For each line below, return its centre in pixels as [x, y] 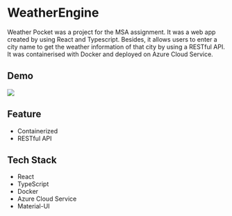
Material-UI [33, 206]
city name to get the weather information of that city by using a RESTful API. [116, 47]
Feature [24, 114]
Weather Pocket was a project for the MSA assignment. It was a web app [111, 32]
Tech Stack [32, 160]
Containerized [38, 131]
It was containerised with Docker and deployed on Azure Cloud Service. [110, 54]
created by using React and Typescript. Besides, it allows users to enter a [112, 39]
